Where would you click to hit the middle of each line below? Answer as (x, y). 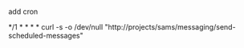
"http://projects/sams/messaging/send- (170, 27)
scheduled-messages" (46, 36)
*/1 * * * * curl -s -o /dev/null (56, 27)
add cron (23, 12)
